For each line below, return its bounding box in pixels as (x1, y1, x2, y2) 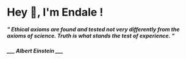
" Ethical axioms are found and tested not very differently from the (7, 25, 180, 33)
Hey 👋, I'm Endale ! (7, 5, 104, 19)
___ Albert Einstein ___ (7, 48, 63, 55)
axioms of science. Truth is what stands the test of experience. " (7, 32, 175, 39)
